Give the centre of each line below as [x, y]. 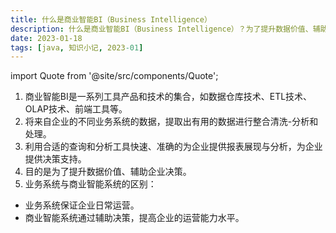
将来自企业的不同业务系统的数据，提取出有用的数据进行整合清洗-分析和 [171, 122]
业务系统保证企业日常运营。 [82, 205]
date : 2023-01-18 [46, 38]
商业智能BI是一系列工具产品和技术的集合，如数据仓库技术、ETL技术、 [168, 97]
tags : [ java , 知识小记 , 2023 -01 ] [77, 47]
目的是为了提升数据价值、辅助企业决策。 [108, 172]
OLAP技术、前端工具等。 [76, 109]
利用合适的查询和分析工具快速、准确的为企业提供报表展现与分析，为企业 [173, 147]
